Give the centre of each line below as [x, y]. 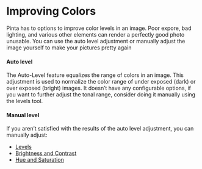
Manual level [23, 115]
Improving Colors [51, 11]
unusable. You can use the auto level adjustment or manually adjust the [96, 41]
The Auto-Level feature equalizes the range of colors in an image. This [95, 75]
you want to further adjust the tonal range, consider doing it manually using [101, 95]
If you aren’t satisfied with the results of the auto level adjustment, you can [100, 129]
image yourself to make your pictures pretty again [69, 48]
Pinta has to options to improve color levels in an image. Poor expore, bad [99, 28]
